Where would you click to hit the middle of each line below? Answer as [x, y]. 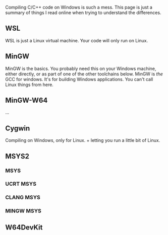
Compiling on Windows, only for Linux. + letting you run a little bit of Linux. [83, 140]
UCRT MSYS [21, 184]
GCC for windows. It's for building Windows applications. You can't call [79, 79]
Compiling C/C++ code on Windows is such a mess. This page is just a [79, 7]
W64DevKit [24, 227]
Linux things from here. [30, 85]
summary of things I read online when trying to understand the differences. [83, 13]
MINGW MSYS [23, 211]
